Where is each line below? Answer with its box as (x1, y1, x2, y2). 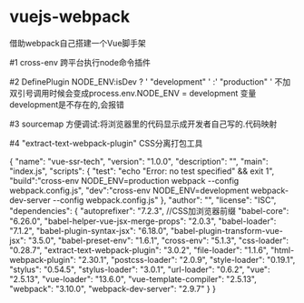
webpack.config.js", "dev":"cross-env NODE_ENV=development (9, 185, 250, 196)
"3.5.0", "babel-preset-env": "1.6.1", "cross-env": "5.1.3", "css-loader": (27, 235, 289, 246)
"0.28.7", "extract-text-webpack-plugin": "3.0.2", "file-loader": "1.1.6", (9, 244, 270, 256)
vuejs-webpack (9, 6, 130, 27)
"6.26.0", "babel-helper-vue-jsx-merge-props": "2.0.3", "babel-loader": (9, 216, 277, 227)
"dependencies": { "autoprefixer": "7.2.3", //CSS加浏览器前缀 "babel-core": (9, 205, 289, 216)
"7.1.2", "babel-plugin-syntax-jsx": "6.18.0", (9, 225, 169, 236)
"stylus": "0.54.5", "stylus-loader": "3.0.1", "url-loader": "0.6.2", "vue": (9, 264, 270, 275)
